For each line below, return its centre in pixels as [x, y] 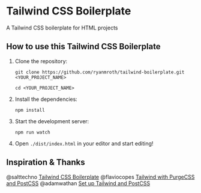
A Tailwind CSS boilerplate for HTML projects [62, 28]
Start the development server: [52, 121]
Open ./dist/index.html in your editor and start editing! [84, 143]
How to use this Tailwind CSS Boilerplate [83, 47]
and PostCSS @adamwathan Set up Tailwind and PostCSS [78, 183]
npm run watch [32, 132]
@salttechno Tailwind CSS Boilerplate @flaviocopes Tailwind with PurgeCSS [100, 177]
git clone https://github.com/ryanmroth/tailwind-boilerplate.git [100, 72]
